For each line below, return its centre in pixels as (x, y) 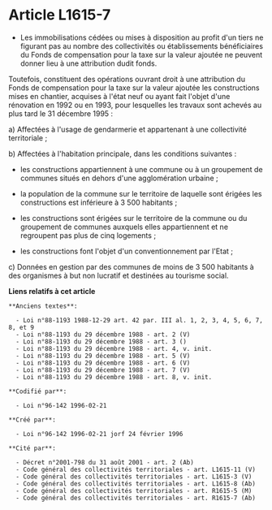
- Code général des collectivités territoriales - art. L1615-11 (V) (136, 469)
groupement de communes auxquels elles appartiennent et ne (124, 227)
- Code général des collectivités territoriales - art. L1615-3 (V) (134, 477)
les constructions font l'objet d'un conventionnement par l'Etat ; (127, 251)
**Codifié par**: (38, 391)
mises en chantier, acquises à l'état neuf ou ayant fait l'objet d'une (119, 96)
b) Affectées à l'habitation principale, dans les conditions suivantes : (123, 153)
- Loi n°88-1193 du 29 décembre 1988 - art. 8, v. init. (114, 377)
